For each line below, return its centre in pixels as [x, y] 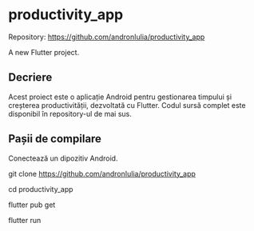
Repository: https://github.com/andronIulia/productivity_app [107, 37]
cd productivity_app [41, 189]
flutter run [25, 220]
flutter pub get [32, 205]
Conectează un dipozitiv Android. [63, 158]
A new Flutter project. [44, 52]
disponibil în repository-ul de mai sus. [70, 114]
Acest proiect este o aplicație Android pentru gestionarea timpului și [120, 97]
